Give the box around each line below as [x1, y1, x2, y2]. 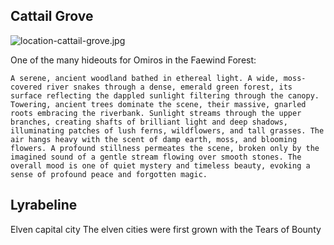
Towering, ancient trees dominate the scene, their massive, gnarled [10, 99, 307, 109]
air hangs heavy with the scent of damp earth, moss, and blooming [10, 134, 298, 144]
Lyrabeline [10, 197, 78, 214]
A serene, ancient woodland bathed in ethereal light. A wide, [10, 73, 280, 83]
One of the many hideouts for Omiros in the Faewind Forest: [10, 54, 257, 66]
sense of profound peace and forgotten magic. [10, 169, 208, 179]
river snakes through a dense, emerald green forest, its [46, 82, 293, 92]
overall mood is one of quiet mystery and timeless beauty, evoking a [10, 160, 311, 171]
